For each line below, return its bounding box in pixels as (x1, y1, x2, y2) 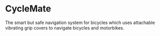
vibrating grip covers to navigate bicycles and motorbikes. (5, 24, 125, 30)
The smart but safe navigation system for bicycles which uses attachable (5, 19, 156, 25)
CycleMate (5, 3, 51, 14)
